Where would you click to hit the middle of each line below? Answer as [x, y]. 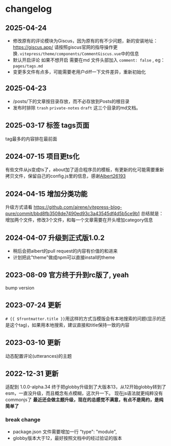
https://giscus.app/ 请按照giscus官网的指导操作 [63, 47]
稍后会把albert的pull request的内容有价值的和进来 [65, 251]
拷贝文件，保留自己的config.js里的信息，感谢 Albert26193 [65, 176]
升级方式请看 [19, 207]
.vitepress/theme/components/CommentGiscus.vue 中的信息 [78, 54]
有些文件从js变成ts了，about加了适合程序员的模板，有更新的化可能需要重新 [85, 170]
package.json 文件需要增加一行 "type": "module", [65, 432]
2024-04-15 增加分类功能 [46, 194]
